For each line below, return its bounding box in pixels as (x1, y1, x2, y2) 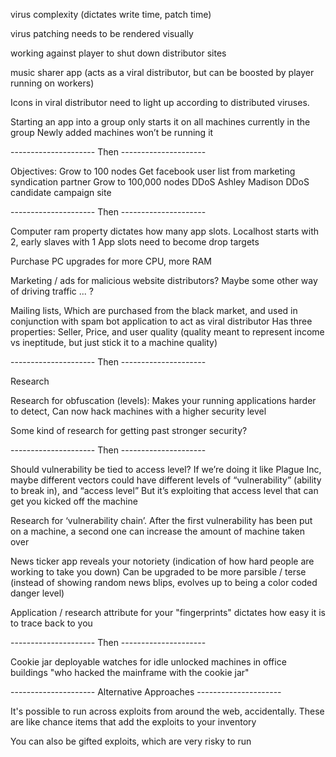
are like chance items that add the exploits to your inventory (10, 716, 257, 728)
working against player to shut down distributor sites (10, 47, 227, 59)
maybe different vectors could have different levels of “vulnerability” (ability (10, 474, 322, 486)
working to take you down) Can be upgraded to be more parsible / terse (10, 566, 307, 578)
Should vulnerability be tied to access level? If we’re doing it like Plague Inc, (10, 464, 322, 475)
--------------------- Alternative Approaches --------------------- (10, 686, 282, 698)
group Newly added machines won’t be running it (10, 127, 214, 138)
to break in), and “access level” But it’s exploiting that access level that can (10, 485, 319, 496)
